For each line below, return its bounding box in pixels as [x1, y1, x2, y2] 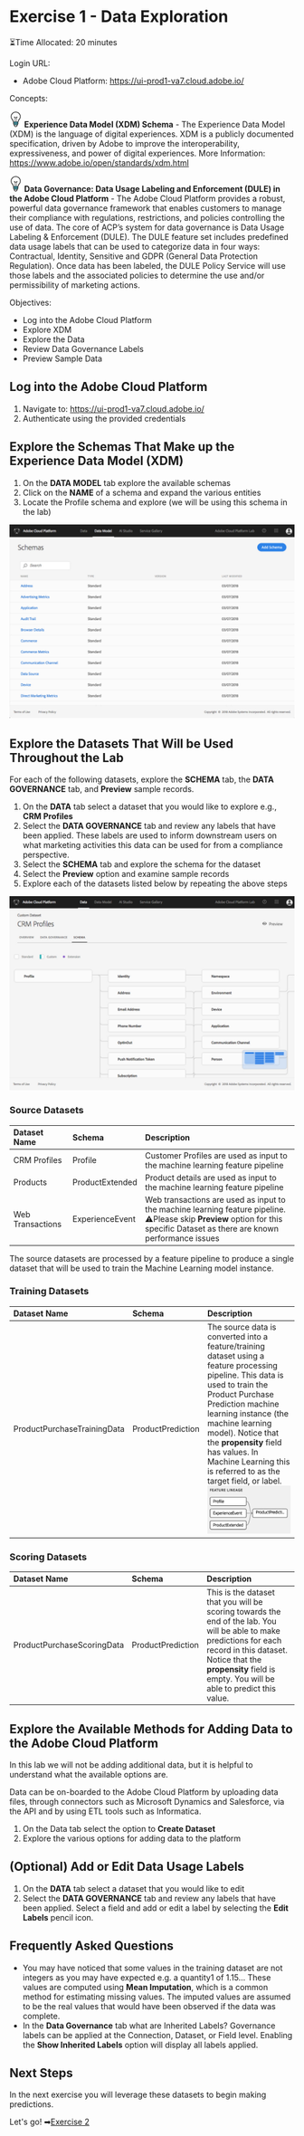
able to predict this [206, 1683, 276, 1693]
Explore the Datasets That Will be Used [9, 736, 233, 751]
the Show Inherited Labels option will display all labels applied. [22, 2039, 259, 2050]
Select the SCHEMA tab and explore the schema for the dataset [22, 858, 261, 870]
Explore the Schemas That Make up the [9, 439, 235, 454]
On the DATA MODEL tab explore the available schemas [22, 477, 231, 488]
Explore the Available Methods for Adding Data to [9, 1721, 293, 1737]
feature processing [206, 1359, 278, 1370]
